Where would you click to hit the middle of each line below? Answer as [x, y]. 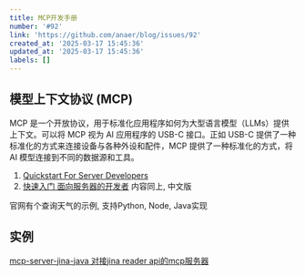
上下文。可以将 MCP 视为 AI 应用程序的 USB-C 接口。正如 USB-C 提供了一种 [153, 134]
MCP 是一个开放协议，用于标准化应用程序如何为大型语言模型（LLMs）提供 [149, 123]
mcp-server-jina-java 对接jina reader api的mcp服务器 [109, 260]
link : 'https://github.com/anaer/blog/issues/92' [106, 35]
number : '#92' [36, 26]
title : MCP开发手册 [44, 18]
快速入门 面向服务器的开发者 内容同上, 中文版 [107, 186]
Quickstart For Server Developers [85, 175]
